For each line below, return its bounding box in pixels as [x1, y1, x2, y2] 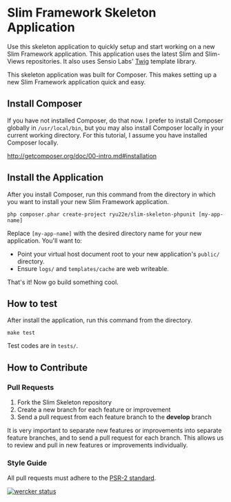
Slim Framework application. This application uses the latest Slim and [7, 50, 204, 58]
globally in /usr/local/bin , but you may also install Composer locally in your [7, 123, 224, 132]
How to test [7, 297, 57, 309]
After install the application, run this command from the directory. [7, 316, 193, 324]
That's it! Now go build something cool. [7, 278, 119, 286]
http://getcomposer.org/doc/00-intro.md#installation [7, 151, 157, 160]
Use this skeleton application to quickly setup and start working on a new [7, 42, 215, 50]
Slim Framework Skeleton [7, 5, 157, 21]
